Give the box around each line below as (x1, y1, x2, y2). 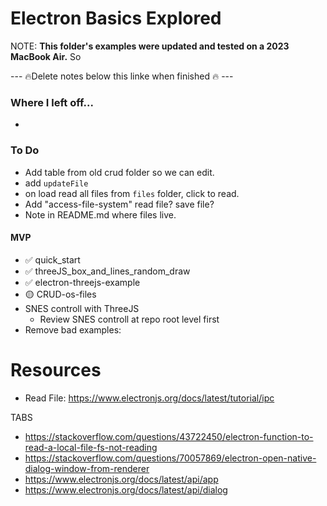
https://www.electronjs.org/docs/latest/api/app (24, 473, 219, 485)
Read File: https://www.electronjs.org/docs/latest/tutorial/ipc (24, 392, 275, 404)
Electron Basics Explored (10, 7, 222, 30)
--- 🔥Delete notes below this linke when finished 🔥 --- (10, 70, 234, 82)
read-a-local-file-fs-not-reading (24, 441, 158, 453)
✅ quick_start (24, 253, 81, 266)
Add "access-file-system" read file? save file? (24, 198, 215, 210)
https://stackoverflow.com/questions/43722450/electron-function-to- (24, 430, 314, 442)
